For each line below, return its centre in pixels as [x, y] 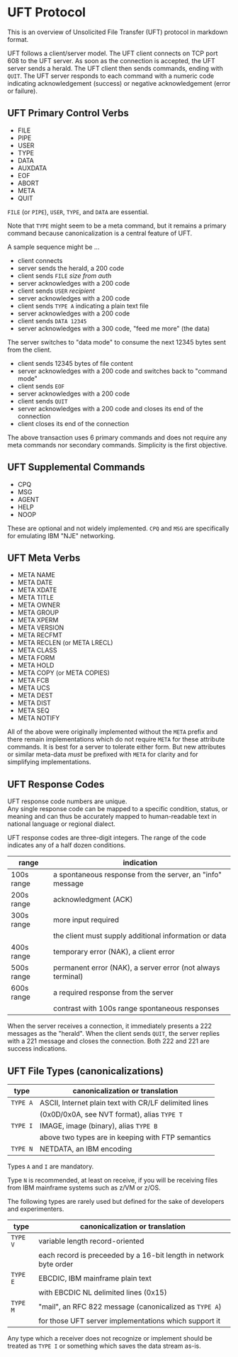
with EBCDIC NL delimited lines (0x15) [103, 1292]
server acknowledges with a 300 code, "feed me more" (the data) [114, 328]
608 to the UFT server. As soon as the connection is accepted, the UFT [111, 60]
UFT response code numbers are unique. [67, 801]
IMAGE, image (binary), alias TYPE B [99, 1126]
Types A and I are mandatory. [51, 1166]
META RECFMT [40, 635]
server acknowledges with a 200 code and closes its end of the [110, 408]
